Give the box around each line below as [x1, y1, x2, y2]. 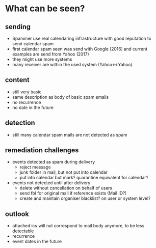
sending [5, 23, 31, 31]
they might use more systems [12, 56, 72, 62]
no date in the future [12, 104, 54, 110]
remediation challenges [5, 146, 79, 155]
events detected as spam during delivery [12, 159, 95, 165]
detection [5, 119, 35, 127]
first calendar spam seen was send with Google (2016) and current [12, 46, 148, 52]
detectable [12, 228, 34, 234]
